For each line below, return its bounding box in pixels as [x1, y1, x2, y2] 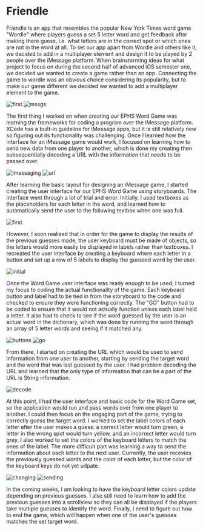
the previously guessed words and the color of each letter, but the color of [6, 455, 192, 462]
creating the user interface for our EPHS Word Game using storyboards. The [6, 187, 197, 195]
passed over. [6, 157, 39, 164]
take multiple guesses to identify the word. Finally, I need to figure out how [6, 505, 193, 512]
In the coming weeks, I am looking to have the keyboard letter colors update [6, 485, 196, 493]
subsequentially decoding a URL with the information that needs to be [6, 151, 181, 158]
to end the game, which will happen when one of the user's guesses [6, 511, 177, 518]
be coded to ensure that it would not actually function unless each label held [6, 305, 197, 313]
